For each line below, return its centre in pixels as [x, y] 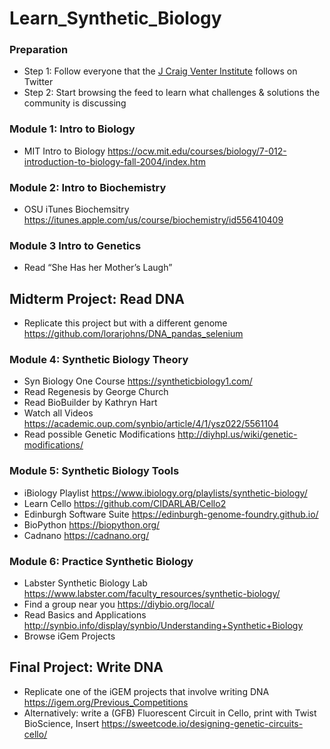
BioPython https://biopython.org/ [92, 524]
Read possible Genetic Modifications [99, 434]
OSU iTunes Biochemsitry [76, 209]
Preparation [39, 50]
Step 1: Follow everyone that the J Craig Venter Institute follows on [160, 71]
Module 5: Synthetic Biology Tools [94, 471]
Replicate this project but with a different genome [125, 323]
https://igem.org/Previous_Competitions [106, 702]
